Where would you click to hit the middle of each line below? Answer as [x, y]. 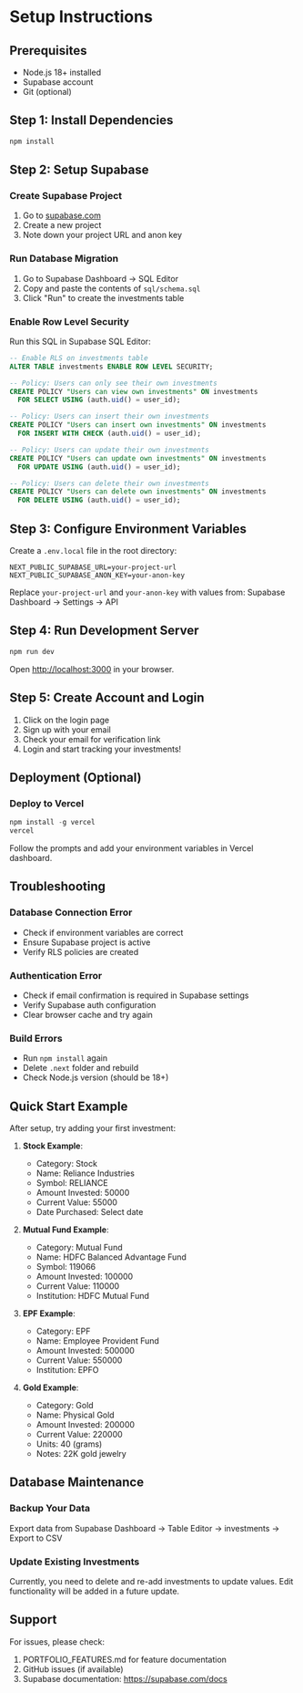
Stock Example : [53, 1146]
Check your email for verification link [91, 739]
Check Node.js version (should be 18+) [96, 1077]
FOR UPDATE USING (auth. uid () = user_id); [99, 467]
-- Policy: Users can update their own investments [109, 450]
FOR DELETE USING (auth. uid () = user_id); [99, 500]
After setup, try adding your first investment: [92, 1128]
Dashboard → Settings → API [64, 602]
